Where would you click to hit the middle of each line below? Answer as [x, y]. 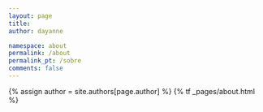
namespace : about [38, 45]
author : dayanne [36, 31]
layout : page [30, 16]
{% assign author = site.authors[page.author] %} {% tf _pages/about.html [132, 91]
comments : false [36, 69]
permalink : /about [39, 54]
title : [19, 24]
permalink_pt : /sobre [45, 61]
